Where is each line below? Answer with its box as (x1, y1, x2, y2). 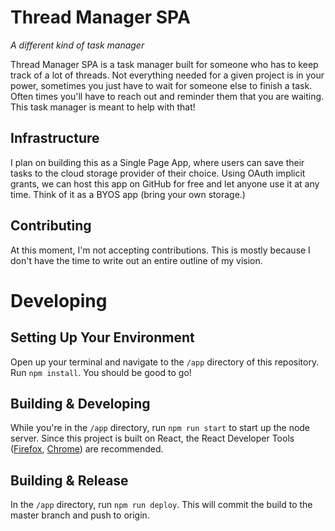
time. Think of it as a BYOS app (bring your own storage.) (10, 188, 246, 200)
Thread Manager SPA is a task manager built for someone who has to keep (10, 58, 319, 70)
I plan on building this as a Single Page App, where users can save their (10, 156, 305, 168)
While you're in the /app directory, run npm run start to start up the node (10, 422, 311, 434)
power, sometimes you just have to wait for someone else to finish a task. (10, 79, 313, 91)
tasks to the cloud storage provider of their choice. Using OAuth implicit (10, 167, 306, 179)
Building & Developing (10, 395, 151, 412)
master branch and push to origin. (10, 509, 150, 521)
